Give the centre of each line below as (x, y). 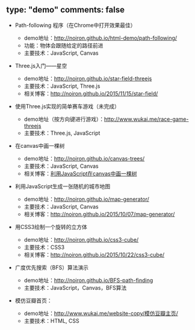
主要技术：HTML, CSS (51, 320)
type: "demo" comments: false (66, 10)
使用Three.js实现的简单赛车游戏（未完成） (67, 106)
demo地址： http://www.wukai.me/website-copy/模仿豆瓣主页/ (101, 313)
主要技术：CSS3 (44, 247)
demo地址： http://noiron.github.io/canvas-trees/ (84, 158)
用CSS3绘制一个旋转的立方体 (51, 227)
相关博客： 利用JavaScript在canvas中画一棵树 (80, 173)
